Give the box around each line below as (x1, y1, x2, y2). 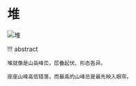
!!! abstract (7, 45, 38, 53)
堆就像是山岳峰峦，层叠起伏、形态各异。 (7, 59, 106, 66)
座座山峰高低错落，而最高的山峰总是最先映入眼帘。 (7, 73, 133, 80)
